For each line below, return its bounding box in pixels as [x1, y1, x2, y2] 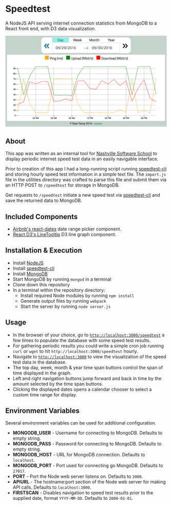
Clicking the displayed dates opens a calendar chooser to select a [12, 386, 152, 392]
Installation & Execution [5, 246, 82, 255]
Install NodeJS [12, 260, 44, 266]
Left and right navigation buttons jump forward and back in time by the [12, 375, 162, 382]
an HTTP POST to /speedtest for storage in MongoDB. [5, 182, 120, 188]
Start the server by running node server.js [20, 303, 111, 309]
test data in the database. [12, 359, 67, 365]
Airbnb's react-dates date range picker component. [12, 226, 122, 232]
